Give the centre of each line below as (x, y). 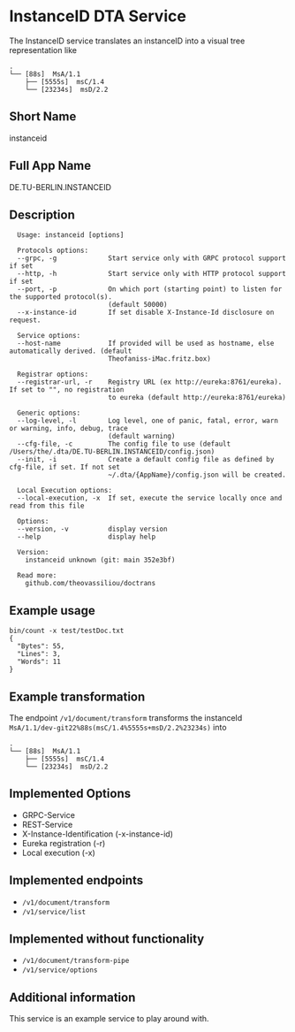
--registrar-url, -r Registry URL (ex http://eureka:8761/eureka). (150, 382)
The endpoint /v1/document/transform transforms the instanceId (126, 718)
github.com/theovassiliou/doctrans (91, 584)
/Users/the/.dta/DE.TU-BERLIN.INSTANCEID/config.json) (112, 452)
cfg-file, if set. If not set (65, 467)
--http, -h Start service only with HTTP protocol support (152, 274)
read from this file (47, 506)
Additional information (72, 997)
